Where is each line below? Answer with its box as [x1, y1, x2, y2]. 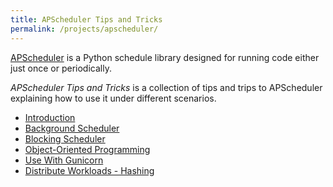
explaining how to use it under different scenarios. [10, 92, 217, 104]
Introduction [24, 111, 76, 123]
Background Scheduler [24, 122, 120, 134]
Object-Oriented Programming [24, 143, 151, 155]
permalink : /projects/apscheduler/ [10, 24, 159, 34]
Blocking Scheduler [24, 132, 106, 145]
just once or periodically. [10, 62, 112, 74]
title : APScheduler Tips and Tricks [10, 14, 163, 25]
